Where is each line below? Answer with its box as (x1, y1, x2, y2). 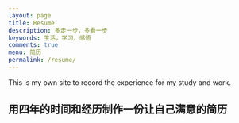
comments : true (8, 41, 59, 49)
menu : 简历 (8, 48, 42, 56)
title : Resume (8, 19, 56, 27)
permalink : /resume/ (8, 56, 77, 64)
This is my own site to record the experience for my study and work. (8, 77, 232, 87)
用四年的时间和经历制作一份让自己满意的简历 (8, 102, 228, 116)
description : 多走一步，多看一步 (8, 26, 109, 34)
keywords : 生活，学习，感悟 (8, 33, 91, 42)
